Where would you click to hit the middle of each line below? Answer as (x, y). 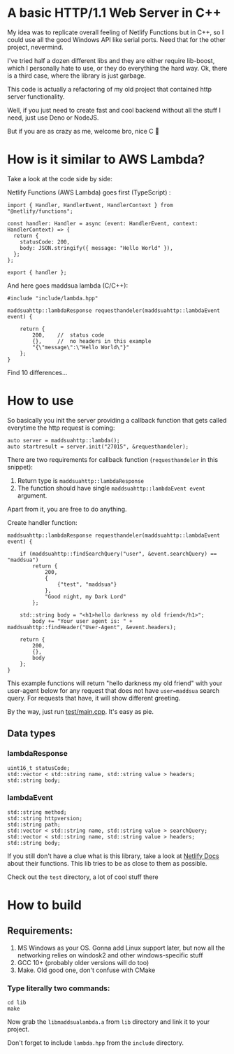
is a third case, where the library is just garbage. (77, 76)
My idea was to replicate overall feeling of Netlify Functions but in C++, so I (116, 32)
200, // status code (68, 335)
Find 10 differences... (37, 372)
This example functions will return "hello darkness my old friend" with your (115, 683)
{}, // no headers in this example (92, 341)
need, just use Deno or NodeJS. (53, 118)
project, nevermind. (36, 47)
